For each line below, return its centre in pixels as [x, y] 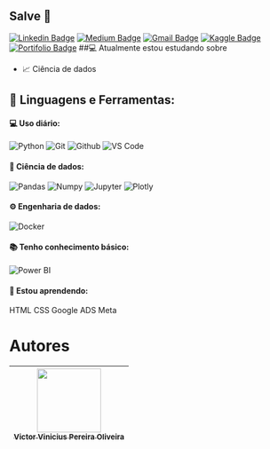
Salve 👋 [30, 16]
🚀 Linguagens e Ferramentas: [92, 100]
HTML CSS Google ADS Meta [63, 311]
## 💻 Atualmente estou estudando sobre [153, 47]
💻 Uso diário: [35, 123]
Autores [40, 346]
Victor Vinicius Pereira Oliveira [69, 437]
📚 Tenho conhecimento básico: [69, 247]
